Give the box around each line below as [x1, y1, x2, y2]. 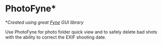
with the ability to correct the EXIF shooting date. [5, 34, 106, 40]
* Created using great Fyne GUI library [5, 19, 84, 25]
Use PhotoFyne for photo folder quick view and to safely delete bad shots [5, 29, 157, 35]
